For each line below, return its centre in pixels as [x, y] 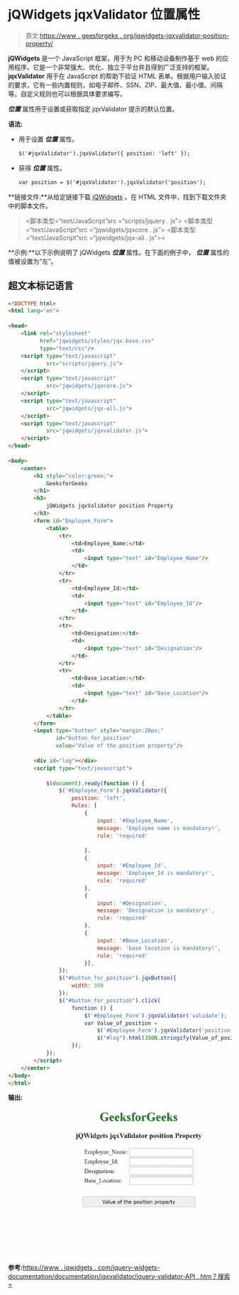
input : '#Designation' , [132, 903]
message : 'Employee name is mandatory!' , [159, 828]
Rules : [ [84, 806]
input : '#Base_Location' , [135, 940]
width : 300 [87, 986]
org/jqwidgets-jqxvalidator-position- [176, 36]
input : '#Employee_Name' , [135, 821]
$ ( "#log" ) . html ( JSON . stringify [143, 1038]
